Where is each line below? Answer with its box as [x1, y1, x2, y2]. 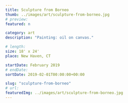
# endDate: [5, 67, 28, 72]
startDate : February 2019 [5, 62, 60, 68]
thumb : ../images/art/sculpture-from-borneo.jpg [5, 12, 110, 17]
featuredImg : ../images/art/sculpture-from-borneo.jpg [5, 90, 123, 95]
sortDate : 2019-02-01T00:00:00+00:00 [5, 72, 85, 77]
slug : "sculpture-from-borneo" [5, 81, 71, 86]
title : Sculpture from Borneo [5, 7, 69, 13]
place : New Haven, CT [5, 53, 51, 58]
